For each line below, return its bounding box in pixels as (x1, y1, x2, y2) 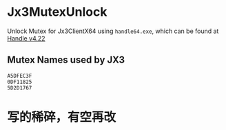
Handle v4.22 (7, 34, 46, 42)
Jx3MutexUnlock (7, 4, 107, 20)
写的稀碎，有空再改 (7, 109, 116, 124)
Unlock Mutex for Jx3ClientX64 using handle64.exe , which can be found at (7, 27, 219, 35)
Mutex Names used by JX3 (7, 54, 125, 66)
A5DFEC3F (7, 72, 32, 79)
